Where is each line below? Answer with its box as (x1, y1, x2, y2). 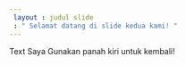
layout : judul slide (13, 12, 94, 22)
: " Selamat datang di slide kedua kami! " (13, 21, 178, 30)
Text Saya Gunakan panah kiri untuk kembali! (9, 45, 176, 56)
